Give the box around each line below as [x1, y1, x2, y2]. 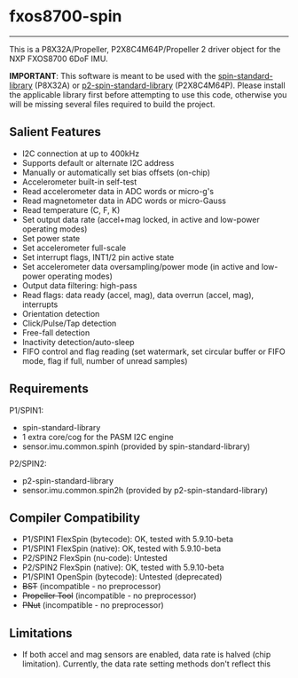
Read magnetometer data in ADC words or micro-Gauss [21, 195, 226, 206]
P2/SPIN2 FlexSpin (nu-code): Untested [21, 553, 168, 564]
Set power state [21, 233, 81, 243]
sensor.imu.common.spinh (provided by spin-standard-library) [21, 441, 251, 452]
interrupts [21, 299, 59, 310]
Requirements [9, 382, 89, 397]
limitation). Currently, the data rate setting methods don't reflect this [21, 658, 271, 669]
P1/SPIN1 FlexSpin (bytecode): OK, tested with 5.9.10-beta [21, 534, 233, 545]
